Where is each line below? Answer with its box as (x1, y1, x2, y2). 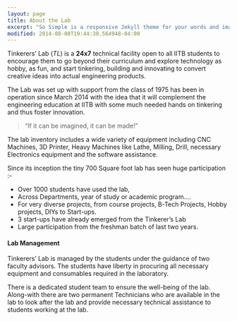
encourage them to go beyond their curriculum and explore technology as (7, 57, 222, 66)
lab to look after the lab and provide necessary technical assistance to (7, 298, 212, 307)
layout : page (7, 10, 46, 18)
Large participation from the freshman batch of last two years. (17, 223, 199, 231)
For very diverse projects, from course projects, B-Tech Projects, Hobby (17, 200, 227, 209)
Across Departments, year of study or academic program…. (17, 193, 192, 201)
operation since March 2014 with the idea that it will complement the (7, 93, 207, 102)
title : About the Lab (7, 17, 71, 24)
